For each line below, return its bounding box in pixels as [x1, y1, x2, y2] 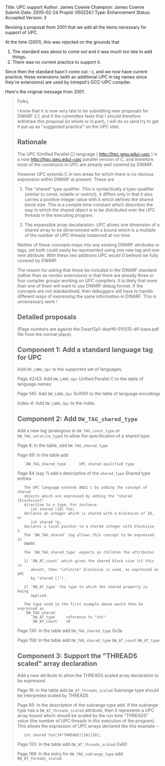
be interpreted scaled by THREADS [17, 692, 89, 698]
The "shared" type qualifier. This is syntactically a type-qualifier [24, 186, 154, 192]
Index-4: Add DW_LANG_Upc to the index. [17, 400, 96, 406]
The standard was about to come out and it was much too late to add [12, 49, 153, 54]
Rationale [17, 138, 47, 146]
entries [17, 476, 32, 482]
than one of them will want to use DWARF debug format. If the [17, 282, 143, 288]
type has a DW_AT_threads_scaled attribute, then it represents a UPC [17, 707, 154, 713]
